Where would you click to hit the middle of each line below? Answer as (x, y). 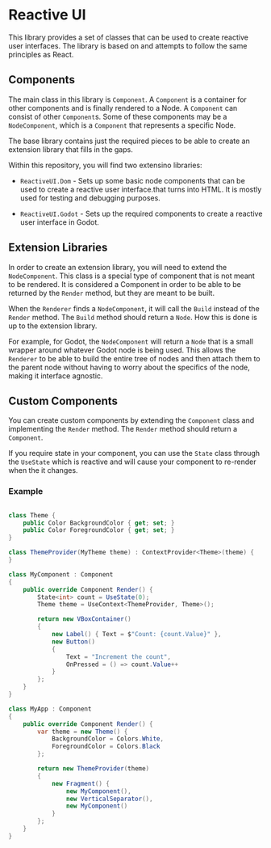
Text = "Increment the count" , (119, 656)
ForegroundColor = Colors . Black (106, 747)
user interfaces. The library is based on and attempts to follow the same (128, 45)
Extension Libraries (58, 248)
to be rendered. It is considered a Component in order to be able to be (125, 284)
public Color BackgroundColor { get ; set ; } (99, 523)
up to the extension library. (53, 326)
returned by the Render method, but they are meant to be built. (112, 293)
